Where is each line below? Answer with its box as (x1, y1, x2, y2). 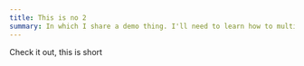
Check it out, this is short (9, 46, 102, 57)
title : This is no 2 (9, 13, 88, 23)
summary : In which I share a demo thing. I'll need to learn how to (9, 22, 273, 31)
